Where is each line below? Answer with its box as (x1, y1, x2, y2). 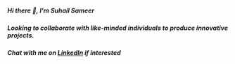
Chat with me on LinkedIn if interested (7, 49, 121, 57)
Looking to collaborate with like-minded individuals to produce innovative (7, 24, 229, 32)
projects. (7, 31, 34, 39)
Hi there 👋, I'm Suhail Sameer (7, 6, 95, 15)
